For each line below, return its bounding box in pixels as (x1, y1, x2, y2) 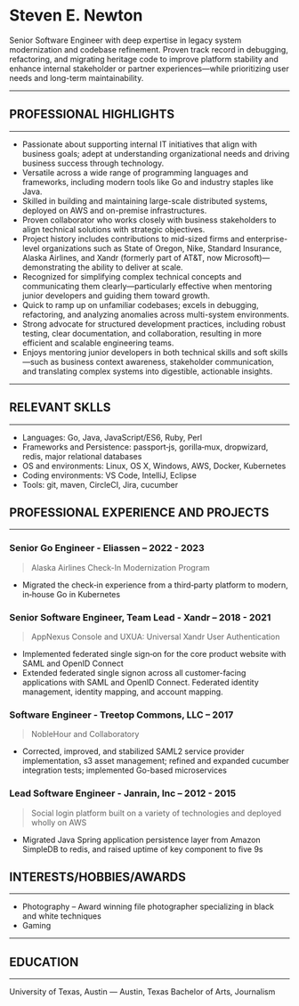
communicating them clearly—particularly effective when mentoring (21, 280, 273, 291)
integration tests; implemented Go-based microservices (21, 765, 227, 775)
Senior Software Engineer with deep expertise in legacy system (9, 35, 242, 45)
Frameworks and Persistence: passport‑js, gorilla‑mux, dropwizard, (21, 442, 269, 452)
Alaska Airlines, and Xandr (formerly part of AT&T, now (21, 252, 222, 263)
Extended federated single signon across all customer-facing (21, 667, 246, 677)
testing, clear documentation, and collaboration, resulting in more (21, 328, 263, 338)
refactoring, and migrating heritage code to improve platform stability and (9, 53, 279, 64)
